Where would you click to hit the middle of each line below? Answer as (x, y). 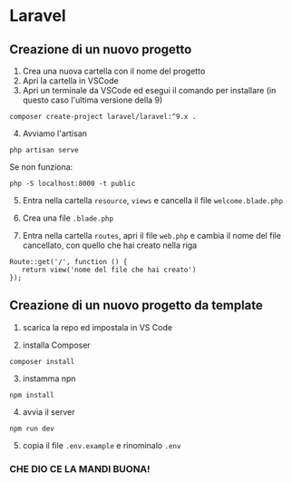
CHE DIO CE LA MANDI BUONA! (80, 468)
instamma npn (49, 379)
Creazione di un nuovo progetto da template (136, 305)
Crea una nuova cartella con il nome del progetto (114, 71)
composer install (42, 361)
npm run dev (32, 428)
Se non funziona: (41, 167)
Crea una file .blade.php (68, 218)
